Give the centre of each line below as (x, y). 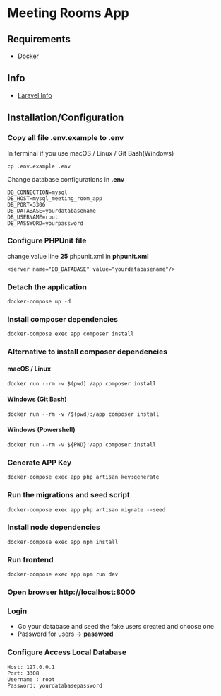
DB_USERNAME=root (33, 217)
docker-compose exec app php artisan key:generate (83, 477)
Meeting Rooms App (68, 13)
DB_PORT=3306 (26, 204)
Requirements (39, 39)
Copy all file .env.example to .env (66, 138)
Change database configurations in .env (66, 179)
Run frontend (31, 559)
